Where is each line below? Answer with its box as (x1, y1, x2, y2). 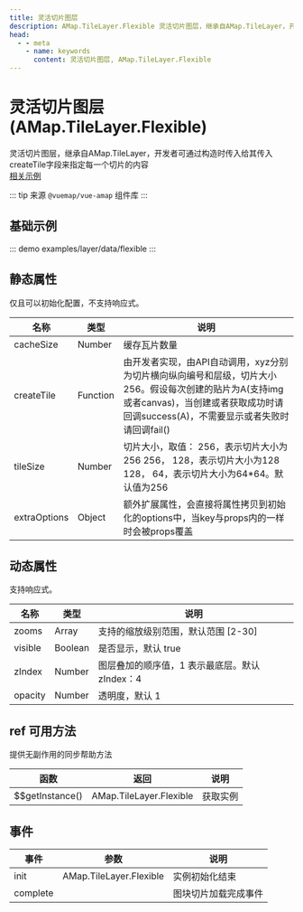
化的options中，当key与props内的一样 (123, 512, 285, 524)
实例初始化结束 (172, 870, 237, 882)
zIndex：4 (97, 672, 142, 685)
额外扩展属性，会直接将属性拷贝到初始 (123, 498, 287, 511)
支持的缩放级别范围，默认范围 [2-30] (97, 625, 258, 638)
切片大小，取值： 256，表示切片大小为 (123, 440, 289, 453)
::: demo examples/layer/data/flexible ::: (9, 243, 156, 254)
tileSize (14, 460, 45, 473)
